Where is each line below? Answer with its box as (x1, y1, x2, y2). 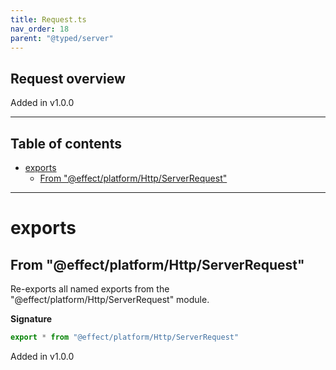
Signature (10, 313, 53, 325)
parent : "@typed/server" (10, 33, 114, 43)
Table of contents (10, 135, 122, 152)
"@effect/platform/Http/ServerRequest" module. (10, 294, 210, 305)
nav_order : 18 (10, 24, 70, 34)
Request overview (10, 70, 126, 87)
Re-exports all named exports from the (10, 283, 170, 295)
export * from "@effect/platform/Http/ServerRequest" (10, 332, 240, 342)
